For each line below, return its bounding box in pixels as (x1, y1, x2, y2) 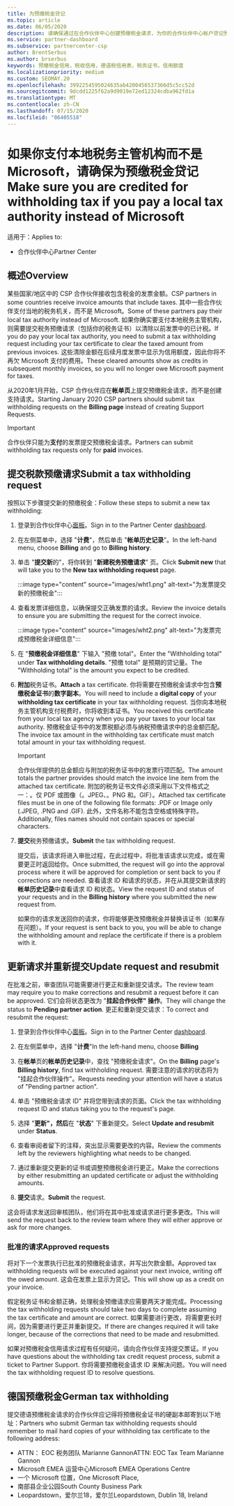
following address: (7, 1434, 61, 1443)
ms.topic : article (7, 17, 61, 24)
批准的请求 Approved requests (7, 1242, 110, 1251)
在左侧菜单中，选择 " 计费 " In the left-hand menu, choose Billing (17, 1042, 199, 1051)
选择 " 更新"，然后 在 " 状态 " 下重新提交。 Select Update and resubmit (17, 1119, 214, 1127)
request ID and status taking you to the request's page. (17, 1105, 175, 1113)
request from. (17, 901, 57, 909)
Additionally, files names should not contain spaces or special (17, 815, 195, 823)
